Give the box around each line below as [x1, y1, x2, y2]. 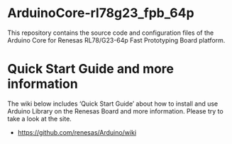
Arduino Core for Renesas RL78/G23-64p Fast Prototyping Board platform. [7, 35, 226, 44]
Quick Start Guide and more [7, 61, 175, 77]
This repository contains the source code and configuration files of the [7, 28, 214, 37]
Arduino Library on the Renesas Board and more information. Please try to [7, 106, 223, 115]
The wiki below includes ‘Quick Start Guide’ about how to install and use [7, 99, 219, 108]
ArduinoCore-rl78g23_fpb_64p [7, 5, 194, 21]
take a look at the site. [7, 114, 72, 123]
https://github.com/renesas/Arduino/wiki [17, 128, 137, 136]
